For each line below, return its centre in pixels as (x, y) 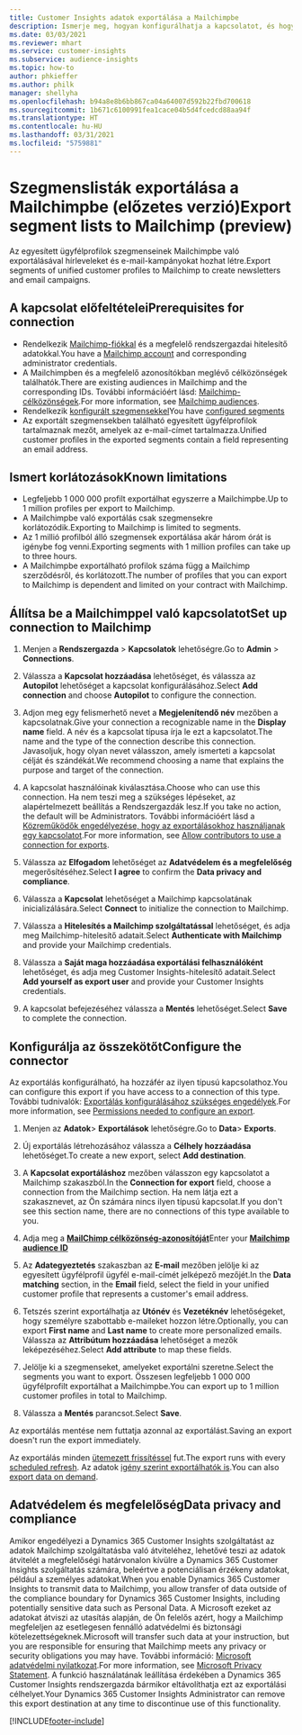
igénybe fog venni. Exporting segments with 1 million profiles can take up (156, 547)
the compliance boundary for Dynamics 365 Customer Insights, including (145, 1598)
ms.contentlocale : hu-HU (56, 127)
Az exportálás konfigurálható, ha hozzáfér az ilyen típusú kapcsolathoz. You (148, 1082)
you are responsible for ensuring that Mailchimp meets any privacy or (138, 1646)
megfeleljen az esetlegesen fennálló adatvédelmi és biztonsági (126, 1627)
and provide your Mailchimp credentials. (97, 945)
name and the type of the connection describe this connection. (139, 741)
